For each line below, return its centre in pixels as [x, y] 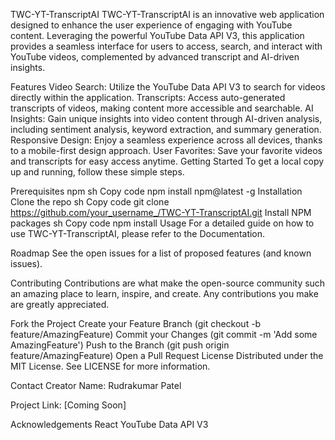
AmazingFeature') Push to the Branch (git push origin [120, 345]
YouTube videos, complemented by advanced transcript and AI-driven [155, 57]
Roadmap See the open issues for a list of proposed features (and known [161, 253]
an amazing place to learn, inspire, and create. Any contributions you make [164, 293]
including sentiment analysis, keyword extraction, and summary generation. [166, 129]
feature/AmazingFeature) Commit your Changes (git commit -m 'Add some [164, 334]
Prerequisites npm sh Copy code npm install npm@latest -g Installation [156, 191]
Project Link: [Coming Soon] [68, 405]
